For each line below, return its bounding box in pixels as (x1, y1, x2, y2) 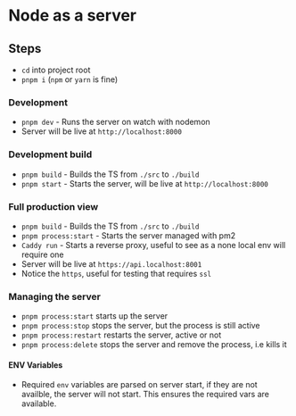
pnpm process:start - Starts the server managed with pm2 (21, 229, 236, 241)
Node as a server (8, 5, 137, 26)
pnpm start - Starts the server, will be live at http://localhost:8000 (21, 178, 269, 188)
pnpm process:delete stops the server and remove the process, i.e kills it (21, 339, 287, 350)
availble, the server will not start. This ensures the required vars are (21, 389, 269, 400)
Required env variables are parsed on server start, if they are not (21, 379, 258, 390)
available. (21, 398, 57, 409)
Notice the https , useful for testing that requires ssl (21, 268, 211, 279)
